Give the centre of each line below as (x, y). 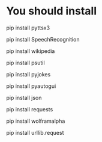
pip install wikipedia (31, 51)
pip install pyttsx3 (28, 28)
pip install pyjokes (28, 74)
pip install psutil (25, 63)
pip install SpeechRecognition (43, 39)
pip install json (24, 97)
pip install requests (30, 109)
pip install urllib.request (35, 132)
